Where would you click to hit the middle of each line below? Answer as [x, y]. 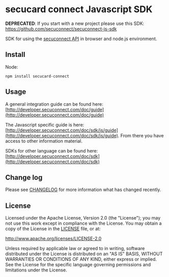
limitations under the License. [36, 270]
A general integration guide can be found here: [54, 104]
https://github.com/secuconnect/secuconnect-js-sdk [61, 28]
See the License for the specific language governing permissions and [78, 265]
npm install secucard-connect [37, 76]
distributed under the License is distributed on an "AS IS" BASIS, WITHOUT [84, 254]
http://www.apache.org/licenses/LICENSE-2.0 [53, 239]
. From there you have [141, 135]
